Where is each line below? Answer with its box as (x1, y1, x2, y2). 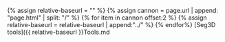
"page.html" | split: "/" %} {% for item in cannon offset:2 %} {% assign (7, 14, 208, 22)
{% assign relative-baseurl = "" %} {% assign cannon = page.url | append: (7, 7, 219, 14)
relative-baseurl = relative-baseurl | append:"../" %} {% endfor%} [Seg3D (7, 21, 216, 28)
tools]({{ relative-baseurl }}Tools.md (7, 28, 110, 36)
